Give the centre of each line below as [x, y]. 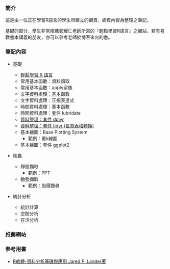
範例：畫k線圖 [43, 138]
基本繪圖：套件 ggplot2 [45, 145]
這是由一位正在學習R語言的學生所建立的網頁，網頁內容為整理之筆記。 [78, 20]
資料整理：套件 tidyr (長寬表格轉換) [57, 125]
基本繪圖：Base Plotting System [54, 132]
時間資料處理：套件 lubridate [50, 113]
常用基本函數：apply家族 [46, 87]
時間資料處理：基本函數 [45, 106]
